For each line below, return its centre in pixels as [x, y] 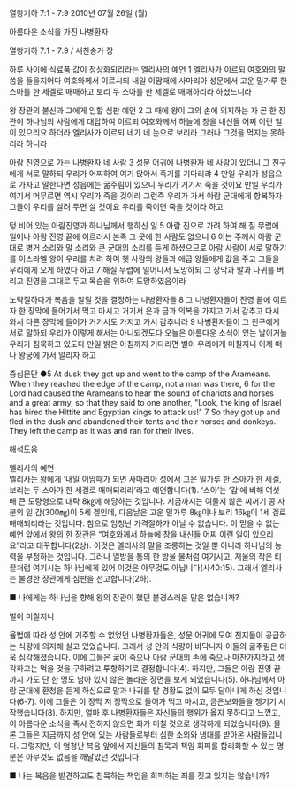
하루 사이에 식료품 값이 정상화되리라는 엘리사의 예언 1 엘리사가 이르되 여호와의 [143, 70]
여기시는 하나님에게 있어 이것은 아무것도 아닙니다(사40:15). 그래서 [145, 568]
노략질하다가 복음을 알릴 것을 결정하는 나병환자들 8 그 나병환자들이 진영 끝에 [140, 300]
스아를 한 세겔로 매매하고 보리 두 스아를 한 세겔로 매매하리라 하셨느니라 [130, 92]
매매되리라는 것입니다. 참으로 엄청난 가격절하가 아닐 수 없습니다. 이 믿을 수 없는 [144, 523]
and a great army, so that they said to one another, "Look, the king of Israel [145, 402]
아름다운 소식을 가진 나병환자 [59, 32]
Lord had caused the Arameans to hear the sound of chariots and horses [141, 393]
